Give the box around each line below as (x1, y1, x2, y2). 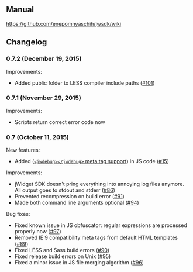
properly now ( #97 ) (14, 228, 61, 235)
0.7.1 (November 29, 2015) (6, 94, 82, 102)
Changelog (6, 37, 47, 47)
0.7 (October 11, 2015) (6, 133, 69, 141)
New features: (6, 146, 40, 154)
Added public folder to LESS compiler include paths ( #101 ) (14, 79, 155, 87)
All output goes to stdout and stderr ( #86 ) (14, 187, 115, 194)
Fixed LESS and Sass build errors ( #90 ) (14, 247, 110, 254)
